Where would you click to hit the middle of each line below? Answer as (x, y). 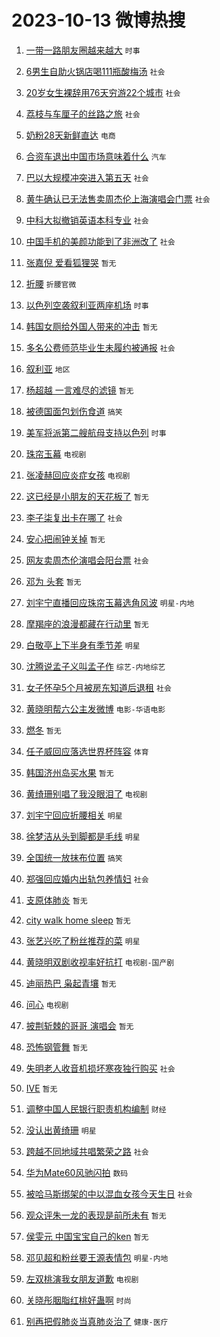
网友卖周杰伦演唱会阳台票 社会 (87, 560)
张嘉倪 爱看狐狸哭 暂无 (71, 262)
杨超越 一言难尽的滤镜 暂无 (79, 390)
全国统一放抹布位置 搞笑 (74, 857)
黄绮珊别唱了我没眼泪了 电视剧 (86, 793)
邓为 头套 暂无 (53, 581)
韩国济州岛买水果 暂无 (69, 772)
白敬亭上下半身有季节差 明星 (83, 645)
